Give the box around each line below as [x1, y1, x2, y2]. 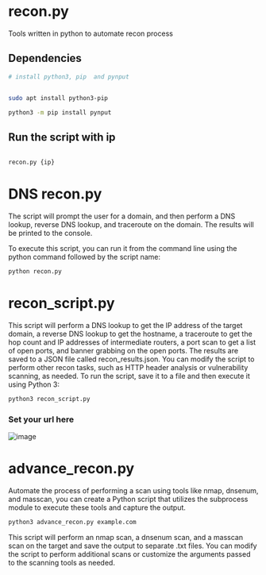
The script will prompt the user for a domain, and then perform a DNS [8, 211, 236, 221]
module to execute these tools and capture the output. [8, 503, 187, 512]
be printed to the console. [8, 229, 93, 237]
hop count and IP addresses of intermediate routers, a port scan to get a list [8, 337, 256, 347]
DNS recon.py [8, 185, 102, 203]
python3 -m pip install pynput [8, 108, 112, 117]
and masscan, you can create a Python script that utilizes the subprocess [8, 494, 249, 504]
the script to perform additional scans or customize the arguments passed [8, 549, 251, 558]
